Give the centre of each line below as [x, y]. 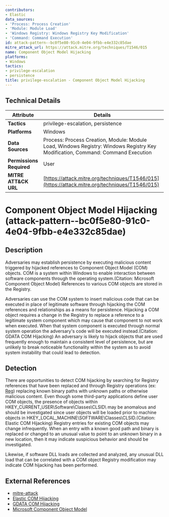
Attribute [23, 115]
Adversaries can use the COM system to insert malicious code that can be [82, 299]
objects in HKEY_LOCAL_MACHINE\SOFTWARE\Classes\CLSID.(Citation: [80, 418]
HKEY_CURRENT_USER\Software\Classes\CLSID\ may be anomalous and [80, 407]
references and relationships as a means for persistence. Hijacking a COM [82, 309]
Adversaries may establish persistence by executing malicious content [78, 262]
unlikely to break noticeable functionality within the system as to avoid [78, 347]
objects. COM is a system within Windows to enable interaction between [80, 273]
